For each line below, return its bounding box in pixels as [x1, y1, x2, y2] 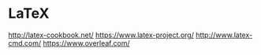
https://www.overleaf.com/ [43, 38, 130, 47]
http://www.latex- [196, 30, 253, 40]
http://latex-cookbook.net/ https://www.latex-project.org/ [8, 30, 195, 40]
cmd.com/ [8, 38, 42, 47]
